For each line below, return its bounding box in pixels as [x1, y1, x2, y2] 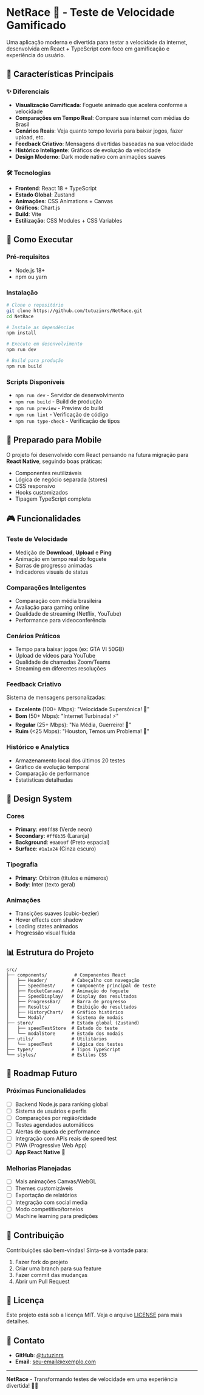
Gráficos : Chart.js [15, 204, 61, 211]
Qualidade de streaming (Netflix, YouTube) [15, 610, 121, 617]
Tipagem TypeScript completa [15, 495, 91, 503]
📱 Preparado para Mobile [6, 435, 102, 445]
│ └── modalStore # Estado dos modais [6, 1031, 123, 1037]
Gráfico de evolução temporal [15, 763, 90, 770]
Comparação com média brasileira [15, 597, 102, 604]
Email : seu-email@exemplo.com [15, 1358, 96, 1365]
